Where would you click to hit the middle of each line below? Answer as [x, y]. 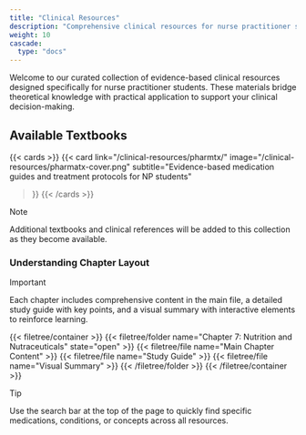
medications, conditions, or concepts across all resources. [119, 420]
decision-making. [42, 106]
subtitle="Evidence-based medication [203, 167]
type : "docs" [42, 52]
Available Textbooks [68, 135]
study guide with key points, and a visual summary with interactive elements [153, 309]
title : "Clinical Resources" [65, 18]
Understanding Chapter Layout [80, 262]
